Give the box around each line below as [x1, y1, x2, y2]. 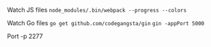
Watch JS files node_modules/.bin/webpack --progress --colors [7, 6, 187, 14]
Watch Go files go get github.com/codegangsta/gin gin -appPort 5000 [7, 19, 205, 27]
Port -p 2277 [7, 32, 43, 40]
